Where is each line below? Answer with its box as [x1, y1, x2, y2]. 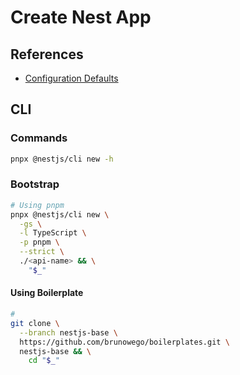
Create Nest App [10, 6, 152, 29]
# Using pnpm [10, 200, 65, 210]
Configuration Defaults [24, 72, 119, 84]
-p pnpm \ [19, 237, 60, 248]
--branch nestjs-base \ [19, 327, 118, 338]
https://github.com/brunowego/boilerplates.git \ [19, 337, 230, 347]
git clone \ [10, 318, 60, 328]
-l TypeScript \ [19, 228, 87, 238]
